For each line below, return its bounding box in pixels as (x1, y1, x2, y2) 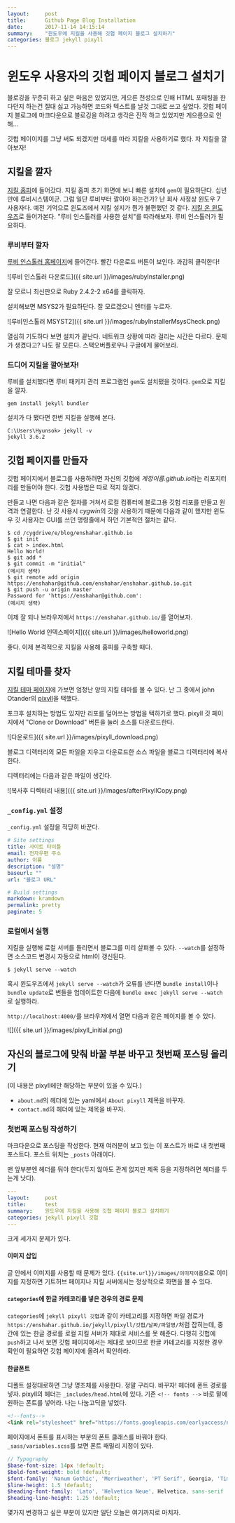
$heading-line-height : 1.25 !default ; (7, 1495, 120, 1502)
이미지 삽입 (7, 1251, 37, 1260)
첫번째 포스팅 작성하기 (7, 1124, 77, 1134)
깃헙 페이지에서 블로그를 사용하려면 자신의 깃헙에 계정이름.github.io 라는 (7, 475, 203, 483)
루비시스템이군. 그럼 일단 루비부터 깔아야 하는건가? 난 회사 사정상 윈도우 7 (20, 195, 221, 203)
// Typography (7, 1456, 49, 1463)
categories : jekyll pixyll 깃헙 (7, 1214, 99, 1221)
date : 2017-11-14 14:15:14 (7, 23, 105, 30)
